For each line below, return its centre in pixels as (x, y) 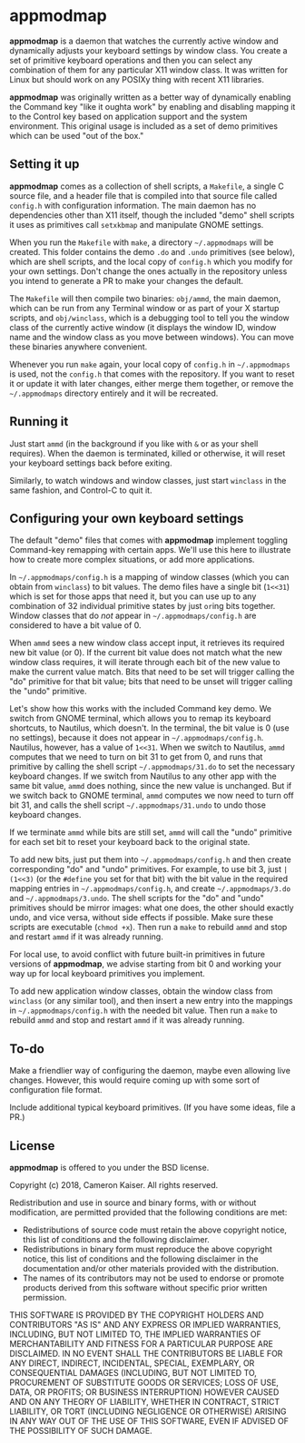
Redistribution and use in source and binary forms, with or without (133, 1202)
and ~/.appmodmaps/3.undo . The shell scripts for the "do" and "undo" (137, 898)
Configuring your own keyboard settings (127, 518)
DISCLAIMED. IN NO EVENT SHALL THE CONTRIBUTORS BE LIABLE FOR (146, 1354)
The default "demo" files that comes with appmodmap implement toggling (149, 540)
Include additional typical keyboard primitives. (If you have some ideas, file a (152, 1107)
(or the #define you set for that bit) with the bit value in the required (162, 879)
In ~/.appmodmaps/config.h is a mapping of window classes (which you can (149, 577)
